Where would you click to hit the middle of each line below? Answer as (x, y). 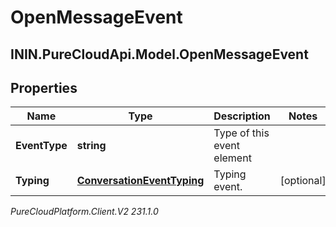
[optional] (303, 181)
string (91, 146)
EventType (41, 146)
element (232, 158)
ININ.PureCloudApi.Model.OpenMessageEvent (159, 54)
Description (242, 116)
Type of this (241, 133)
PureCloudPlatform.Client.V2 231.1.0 (84, 212)
